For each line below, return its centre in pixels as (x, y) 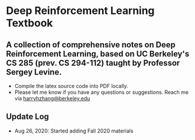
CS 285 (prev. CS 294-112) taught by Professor (93, 63)
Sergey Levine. (34, 72)
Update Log (28, 117)
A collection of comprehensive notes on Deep (91, 45)
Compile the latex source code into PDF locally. (71, 86)
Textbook (29, 23)
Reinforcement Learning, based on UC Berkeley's (98, 54)
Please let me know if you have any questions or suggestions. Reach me (101, 92)
